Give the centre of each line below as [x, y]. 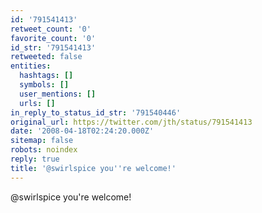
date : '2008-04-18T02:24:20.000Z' [82, 131]
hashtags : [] [46, 76]
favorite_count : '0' [53, 38]
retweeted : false [46, 57]
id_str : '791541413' [53, 47]
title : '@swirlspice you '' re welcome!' [93, 168]
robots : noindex [44, 150]
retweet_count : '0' [51, 29]
